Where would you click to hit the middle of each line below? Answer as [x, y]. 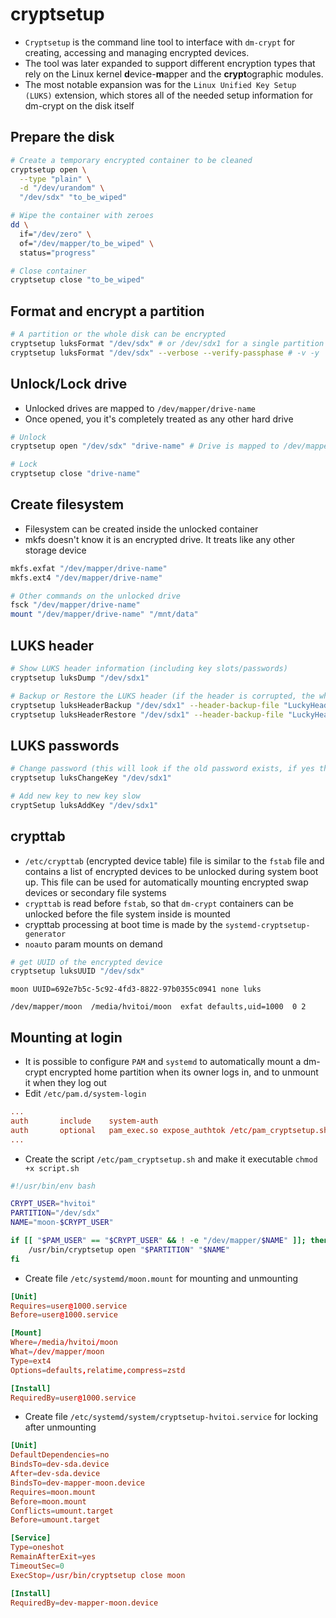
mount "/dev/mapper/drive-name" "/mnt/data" [104, 614]
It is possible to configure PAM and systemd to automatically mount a [163, 1062]
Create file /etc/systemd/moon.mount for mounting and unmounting [161, 1278]
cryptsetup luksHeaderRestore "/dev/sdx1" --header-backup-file [147, 714]
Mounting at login [66, 1037]
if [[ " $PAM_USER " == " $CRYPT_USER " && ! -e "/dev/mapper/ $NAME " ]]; [158, 1241]
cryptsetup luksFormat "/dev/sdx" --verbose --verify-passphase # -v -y [165, 353]
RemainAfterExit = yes [53, 1557]
